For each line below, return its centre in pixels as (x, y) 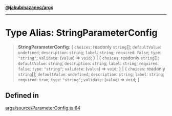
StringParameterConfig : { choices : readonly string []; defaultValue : (89, 47)
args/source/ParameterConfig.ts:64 (43, 108)
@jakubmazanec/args (29, 7)
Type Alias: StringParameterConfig (81, 33)
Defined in (22, 96)
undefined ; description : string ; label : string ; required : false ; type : (90, 52)
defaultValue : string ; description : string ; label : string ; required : (88, 63)
